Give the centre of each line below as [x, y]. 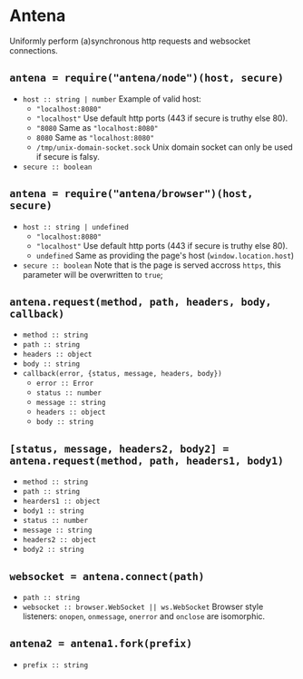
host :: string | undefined [75, 227]
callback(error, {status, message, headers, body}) [122, 374]
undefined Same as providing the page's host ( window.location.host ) [165, 255]
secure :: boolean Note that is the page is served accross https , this [151, 265]
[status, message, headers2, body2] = [119, 448]
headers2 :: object [59, 540]
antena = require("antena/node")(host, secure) [147, 78]
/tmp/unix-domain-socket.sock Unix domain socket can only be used [164, 147]
